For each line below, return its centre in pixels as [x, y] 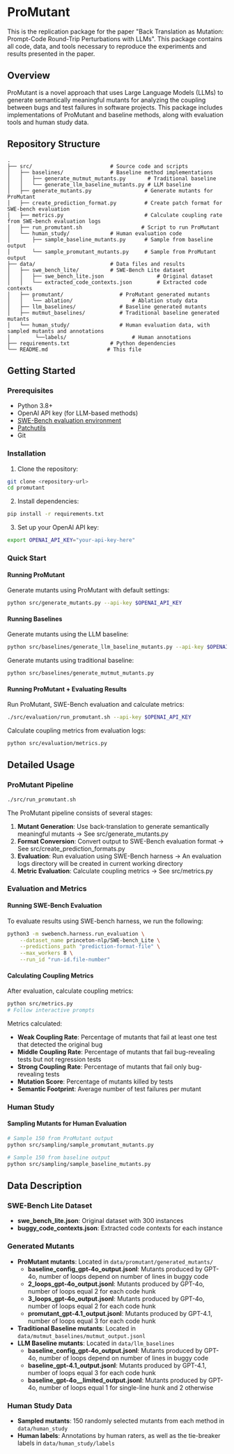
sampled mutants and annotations [56, 331]
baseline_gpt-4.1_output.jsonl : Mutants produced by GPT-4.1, [117, 1365]
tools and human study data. [48, 122]
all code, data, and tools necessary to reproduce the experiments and [107, 46]
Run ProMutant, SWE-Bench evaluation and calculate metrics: [96, 705]
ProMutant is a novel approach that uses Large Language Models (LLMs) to [115, 92]
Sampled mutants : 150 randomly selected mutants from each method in [121, 1421]
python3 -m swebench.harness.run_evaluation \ [76, 934]
